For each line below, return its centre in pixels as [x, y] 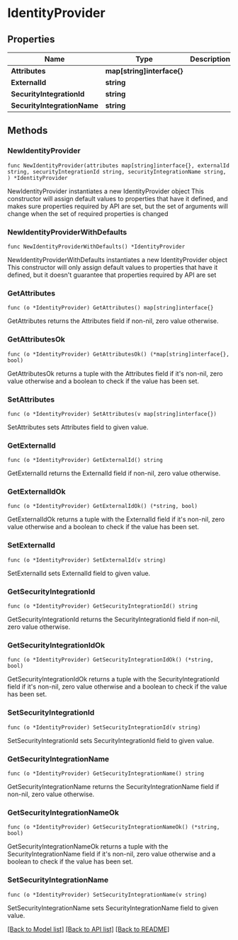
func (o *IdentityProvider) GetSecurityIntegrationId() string [103, 606]
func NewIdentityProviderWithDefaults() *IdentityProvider [96, 247]
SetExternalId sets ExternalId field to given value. [79, 573]
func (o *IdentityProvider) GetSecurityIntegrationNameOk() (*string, [114, 827]
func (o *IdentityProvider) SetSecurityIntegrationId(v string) [104, 727]
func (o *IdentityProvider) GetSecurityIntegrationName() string [106, 774]
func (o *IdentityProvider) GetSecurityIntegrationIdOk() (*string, [110, 660]
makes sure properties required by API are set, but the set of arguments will [118, 206]
